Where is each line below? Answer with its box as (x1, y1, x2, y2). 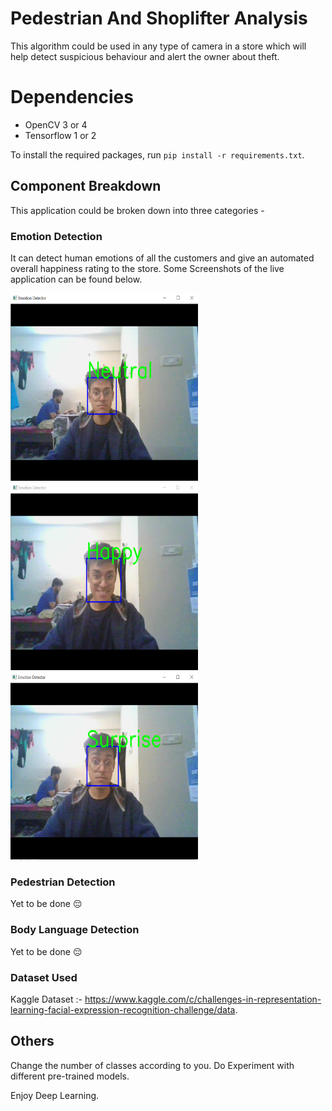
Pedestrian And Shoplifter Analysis (10, 7, 308, 30)
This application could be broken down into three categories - (10, 204, 265, 216)
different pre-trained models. (10, 1070, 130, 1082)
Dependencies (10, 86, 134, 109)
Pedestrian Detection (10, 875, 116, 889)
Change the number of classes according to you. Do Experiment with (10, 1059, 295, 1071)
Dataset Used (10, 970, 78, 984)
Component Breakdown (10, 178, 162, 195)
